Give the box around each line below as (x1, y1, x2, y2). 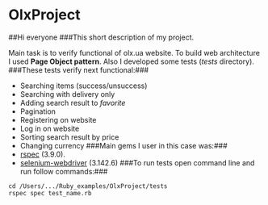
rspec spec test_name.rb (8, 189, 92, 197)
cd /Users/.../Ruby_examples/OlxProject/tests (8, 182, 168, 190)
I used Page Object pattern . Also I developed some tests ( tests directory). (8, 56, 254, 66)
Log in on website (19, 123, 80, 133)
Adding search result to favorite (19, 98, 126, 107)
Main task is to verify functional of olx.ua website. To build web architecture (8, 48, 261, 57)
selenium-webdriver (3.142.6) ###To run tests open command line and (19, 157, 255, 167)
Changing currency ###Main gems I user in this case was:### (19, 140, 228, 150)
